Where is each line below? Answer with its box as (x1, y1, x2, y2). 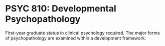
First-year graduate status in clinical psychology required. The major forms (5, 30, 160, 36)
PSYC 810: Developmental (5, 3, 116, 14)
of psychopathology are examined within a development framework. (5, 35, 146, 41)
